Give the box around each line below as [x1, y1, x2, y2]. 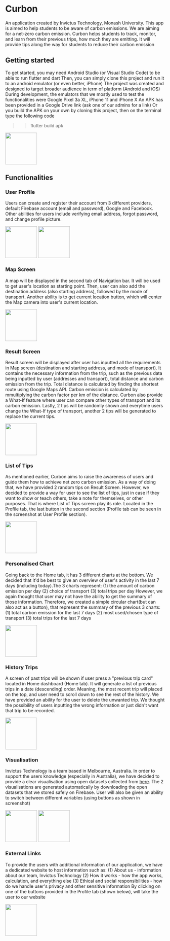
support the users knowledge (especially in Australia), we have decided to [5, 773, 160, 779]
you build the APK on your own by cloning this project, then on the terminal [5, 107, 162, 113]
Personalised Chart [5, 560, 54, 567]
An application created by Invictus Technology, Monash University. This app [5, 20, 164, 26]
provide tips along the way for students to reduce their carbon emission [5, 41, 155, 47]
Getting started [5, 56, 55, 65]
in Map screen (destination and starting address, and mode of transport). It [5, 365, 161, 371]
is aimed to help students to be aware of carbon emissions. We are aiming [5, 25, 159, 31]
